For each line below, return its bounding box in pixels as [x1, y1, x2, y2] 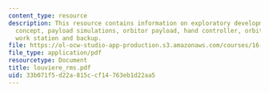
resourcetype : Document [8, 57, 88, 65]
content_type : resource [8, 11, 88, 20]
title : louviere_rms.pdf [8, 64, 91, 72]
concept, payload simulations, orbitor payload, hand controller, [15, 26, 242, 34]
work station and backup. [15, 34, 102, 42]
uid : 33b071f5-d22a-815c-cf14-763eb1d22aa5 [8, 71, 156, 79]
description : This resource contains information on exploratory [8, 19, 231, 27]
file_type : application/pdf [8, 49, 102, 57]
